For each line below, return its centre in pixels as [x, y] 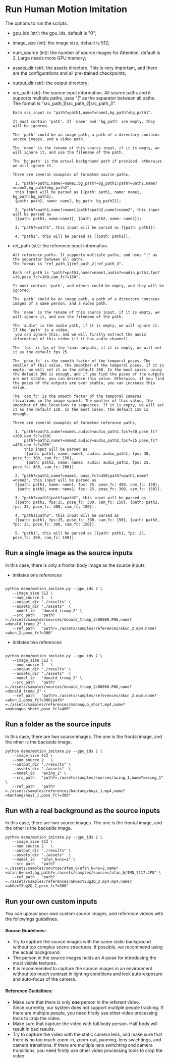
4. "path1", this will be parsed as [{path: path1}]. [73, 236]
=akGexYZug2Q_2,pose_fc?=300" [37, 886]
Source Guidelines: [26, 930]
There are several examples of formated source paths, [71, 174]
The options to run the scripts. [37, 23]
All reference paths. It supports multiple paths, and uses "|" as [85, 255]
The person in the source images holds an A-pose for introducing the [84, 958]
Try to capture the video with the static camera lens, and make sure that [87, 1034]
